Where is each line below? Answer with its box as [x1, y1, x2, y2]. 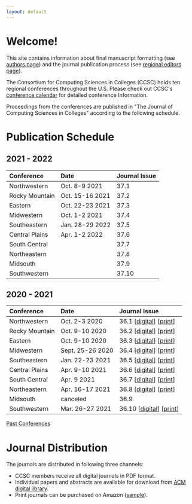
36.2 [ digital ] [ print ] [119, 327, 175, 335]
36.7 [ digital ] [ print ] [119, 375, 175, 384]
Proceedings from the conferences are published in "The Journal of [6, 103, 173, 110]
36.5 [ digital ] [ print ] [119, 356, 175, 365]
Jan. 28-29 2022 [60, 221, 111, 229]
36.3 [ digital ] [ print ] [119, 337, 175, 345]
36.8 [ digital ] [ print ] [119, 385, 175, 393]
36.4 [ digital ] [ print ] [119, 346, 175, 355]
